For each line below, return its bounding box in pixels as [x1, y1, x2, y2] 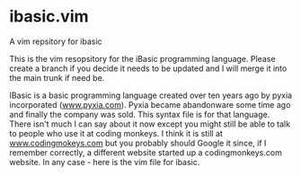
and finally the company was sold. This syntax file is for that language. [9, 109, 270, 119]
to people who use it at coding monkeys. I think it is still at [9, 128, 223, 138]
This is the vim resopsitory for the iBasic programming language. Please [9, 53, 276, 64]
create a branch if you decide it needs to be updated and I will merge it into [9, 63, 288, 74]
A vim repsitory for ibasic [9, 36, 102, 47]
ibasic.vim [9, 6, 89, 27]
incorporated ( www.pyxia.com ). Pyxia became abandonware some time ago [9, 99, 291, 110]
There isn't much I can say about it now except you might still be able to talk [9, 119, 290, 129]
